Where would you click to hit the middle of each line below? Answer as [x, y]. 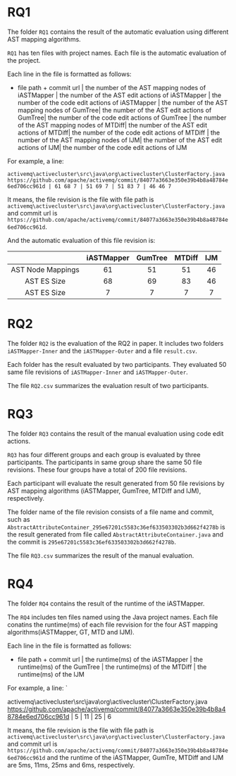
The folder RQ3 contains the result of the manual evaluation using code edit [116, 433]
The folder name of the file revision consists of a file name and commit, [111, 512]
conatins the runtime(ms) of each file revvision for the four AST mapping [113, 625]
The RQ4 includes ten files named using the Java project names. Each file [113, 617]
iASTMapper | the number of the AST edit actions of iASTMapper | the [119, 95]
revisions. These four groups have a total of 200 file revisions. [97, 470]
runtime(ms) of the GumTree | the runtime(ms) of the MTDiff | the [112, 667]
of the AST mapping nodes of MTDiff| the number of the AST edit [112, 125]
